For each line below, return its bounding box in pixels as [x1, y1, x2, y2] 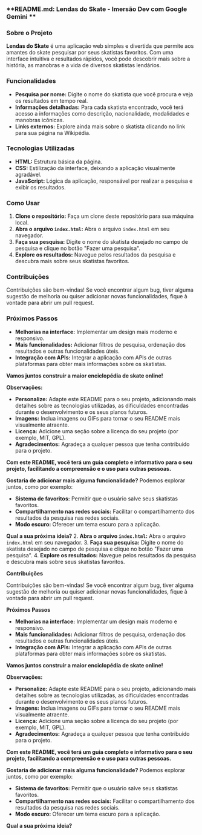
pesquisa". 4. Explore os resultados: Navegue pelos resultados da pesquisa [6, 551, 197, 558]
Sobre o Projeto [6, 28, 53, 37]
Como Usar [6, 198, 41, 207]
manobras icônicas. [15, 116, 65, 123]
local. [15, 219, 29, 226]
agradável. [15, 171, 42, 178]
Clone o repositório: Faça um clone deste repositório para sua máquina [15, 212, 194, 220]
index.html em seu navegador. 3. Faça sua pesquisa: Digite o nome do [6, 539, 184, 546]
